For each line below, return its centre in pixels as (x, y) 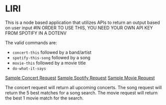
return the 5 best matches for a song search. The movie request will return (82, 93)
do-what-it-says (29, 68)
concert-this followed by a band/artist (52, 52)
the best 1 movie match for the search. (44, 98)
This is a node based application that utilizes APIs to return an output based (83, 22)
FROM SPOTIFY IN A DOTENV (36, 33)
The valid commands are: (31, 42)
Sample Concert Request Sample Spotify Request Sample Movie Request (80, 78)
